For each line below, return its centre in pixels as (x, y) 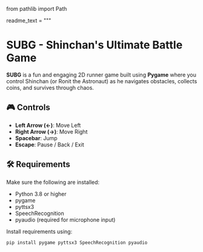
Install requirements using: (39, 231)
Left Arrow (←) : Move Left (48, 125)
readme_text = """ (29, 20)
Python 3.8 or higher (41, 194)
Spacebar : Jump (36, 138)
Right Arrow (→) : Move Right (51, 131)
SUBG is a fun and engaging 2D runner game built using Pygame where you (101, 75)
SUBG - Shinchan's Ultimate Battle (95, 45)
